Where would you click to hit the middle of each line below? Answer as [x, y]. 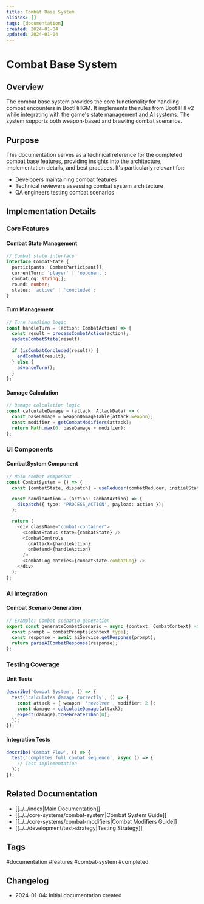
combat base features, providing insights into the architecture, [84, 161]
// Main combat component [39, 477]
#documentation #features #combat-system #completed [77, 861]
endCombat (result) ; [42, 356]
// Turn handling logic [36, 322]
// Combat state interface [40, 256]
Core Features [28, 229]
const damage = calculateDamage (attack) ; [70, 709]
